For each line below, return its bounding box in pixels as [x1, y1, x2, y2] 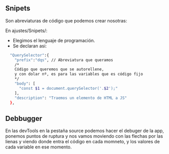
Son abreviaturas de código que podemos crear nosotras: [5, 17, 127, 23]
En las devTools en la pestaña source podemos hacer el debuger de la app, [5, 127, 164, 134]
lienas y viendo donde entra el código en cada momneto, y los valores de [5, 139, 160, 145]
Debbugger [5, 114, 43, 123]
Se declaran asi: [12, 43, 47, 49]
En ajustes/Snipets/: [5, 28, 48, 34]
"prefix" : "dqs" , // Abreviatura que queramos [14, 57, 114, 63]
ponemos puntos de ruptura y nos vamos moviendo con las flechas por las [5, 133, 163, 139]
